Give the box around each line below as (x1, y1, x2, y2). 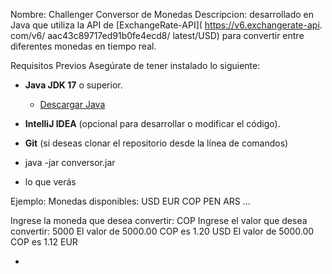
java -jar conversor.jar (24, 157, 116, 168)
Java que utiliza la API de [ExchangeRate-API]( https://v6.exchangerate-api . (10, 19, 323, 31)
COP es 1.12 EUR (10, 236, 78, 248)
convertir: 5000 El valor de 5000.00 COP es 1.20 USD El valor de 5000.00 (10, 225, 315, 237)
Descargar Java (39, 99, 106, 110)
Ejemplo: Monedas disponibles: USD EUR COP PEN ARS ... (10, 195, 251, 207)
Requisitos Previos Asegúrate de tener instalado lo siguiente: (10, 60, 261, 71)
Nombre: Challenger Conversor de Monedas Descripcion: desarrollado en (10, 9, 315, 20)
